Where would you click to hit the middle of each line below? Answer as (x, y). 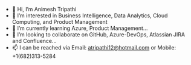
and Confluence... (34, 41)
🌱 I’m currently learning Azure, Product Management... (80, 28)
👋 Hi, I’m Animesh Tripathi (44, 9)
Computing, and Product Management (60, 22)
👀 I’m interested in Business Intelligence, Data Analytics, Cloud (90, 16)
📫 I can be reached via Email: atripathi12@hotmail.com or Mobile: (94, 47)
